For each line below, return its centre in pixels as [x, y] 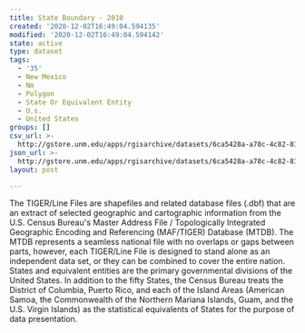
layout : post [34, 170]
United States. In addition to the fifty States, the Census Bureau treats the [147, 280]
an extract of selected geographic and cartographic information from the [145, 213]
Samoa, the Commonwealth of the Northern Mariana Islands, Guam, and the [151, 299]
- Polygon [36, 93]
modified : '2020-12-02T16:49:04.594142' [87, 34]
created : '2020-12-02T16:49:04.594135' [85, 26]
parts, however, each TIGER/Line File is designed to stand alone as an [140, 251]
